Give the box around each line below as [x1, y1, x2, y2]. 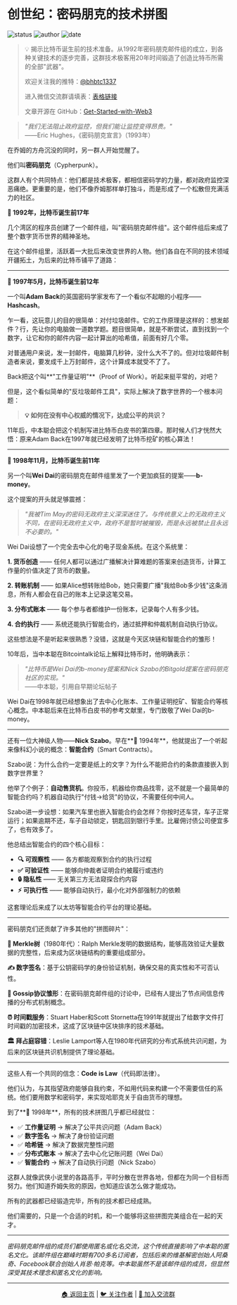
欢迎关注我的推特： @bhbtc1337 [24, 77, 117, 85]
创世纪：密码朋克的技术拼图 [7, 6, 168, 23]
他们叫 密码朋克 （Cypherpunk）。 [7, 160, 102, 169]
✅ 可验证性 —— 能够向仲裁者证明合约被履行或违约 [17, 866, 164, 874]
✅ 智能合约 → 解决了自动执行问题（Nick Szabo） [17, 1158, 160, 1166]
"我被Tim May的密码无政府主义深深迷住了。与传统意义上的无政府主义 [24, 509, 226, 518]
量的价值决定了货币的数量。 [13, 566, 94, 574]
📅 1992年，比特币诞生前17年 [7, 208, 89, 217]
